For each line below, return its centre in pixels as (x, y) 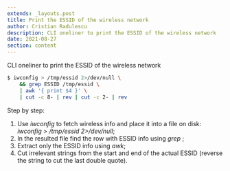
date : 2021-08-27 (32, 39)
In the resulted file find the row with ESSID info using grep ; (101, 138)
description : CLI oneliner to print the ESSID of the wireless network (112, 33)
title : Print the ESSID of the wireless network (78, 20)
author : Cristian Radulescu (47, 26)
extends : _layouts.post (41, 13)
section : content (32, 46)
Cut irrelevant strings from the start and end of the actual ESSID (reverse (120, 153)
